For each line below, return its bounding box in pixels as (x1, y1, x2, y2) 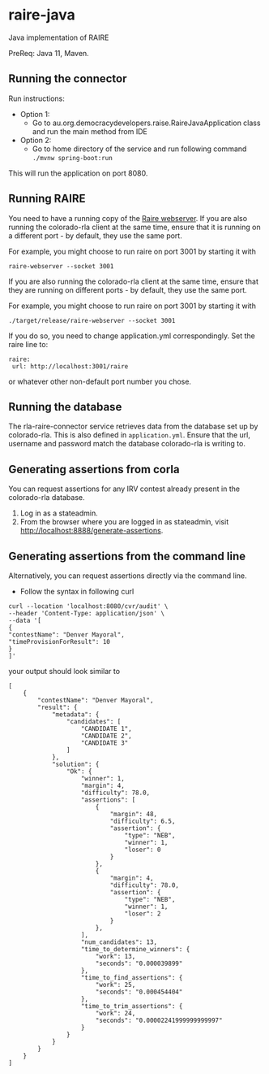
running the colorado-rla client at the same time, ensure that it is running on (8, 222, 261, 232)
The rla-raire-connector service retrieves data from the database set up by (8, 421, 258, 432)
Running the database (8, 400, 122, 414)
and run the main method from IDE (32, 126, 147, 136)
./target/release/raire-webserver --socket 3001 (8, 316, 176, 324)
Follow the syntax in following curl (19, 587, 134, 596)
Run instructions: (8, 93, 65, 103)
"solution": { (51, 760, 100, 768)
